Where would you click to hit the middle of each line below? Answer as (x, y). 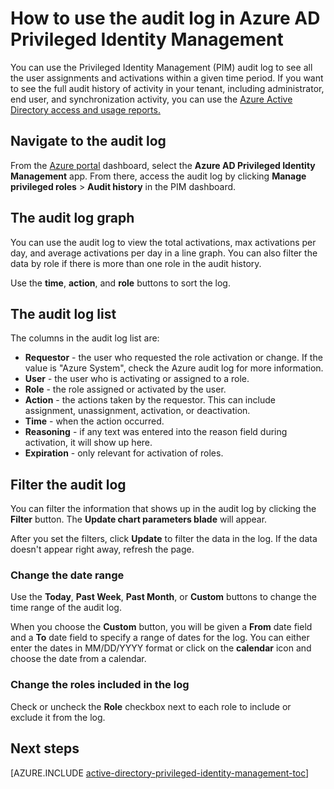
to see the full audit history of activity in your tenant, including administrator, (167, 88)
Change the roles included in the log (100, 685)
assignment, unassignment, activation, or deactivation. (137, 411)
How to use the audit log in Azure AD (165, 18)
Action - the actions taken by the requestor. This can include (150, 400)
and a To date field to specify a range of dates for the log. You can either (160, 638)
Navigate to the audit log (88, 141)
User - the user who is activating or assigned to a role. (137, 379)
